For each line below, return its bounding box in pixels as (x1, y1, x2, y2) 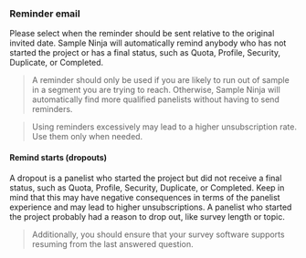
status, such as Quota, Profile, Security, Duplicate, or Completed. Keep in (9, 181, 285, 193)
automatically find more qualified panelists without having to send (31, 94, 280, 105)
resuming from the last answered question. (31, 238, 194, 249)
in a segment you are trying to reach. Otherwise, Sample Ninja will (31, 85, 280, 96)
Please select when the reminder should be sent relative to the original (9, 28, 275, 39)
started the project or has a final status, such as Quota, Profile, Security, (9, 47, 281, 58)
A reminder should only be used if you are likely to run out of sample (31, 75, 290, 86)
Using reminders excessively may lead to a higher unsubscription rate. (31, 121, 297, 132)
